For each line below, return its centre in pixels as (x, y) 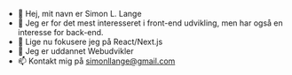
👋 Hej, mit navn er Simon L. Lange (79, 14)
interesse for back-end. (60, 32)
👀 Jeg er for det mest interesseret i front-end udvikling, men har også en (150, 23)
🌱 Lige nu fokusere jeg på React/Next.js (90, 41)
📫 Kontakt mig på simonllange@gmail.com (96, 61)
